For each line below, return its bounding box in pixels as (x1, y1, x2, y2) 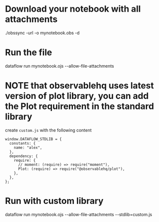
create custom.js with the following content (5, 127, 92, 133)
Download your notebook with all (5, 3, 141, 15)
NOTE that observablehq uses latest (5, 80, 154, 91)
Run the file (5, 47, 53, 58)
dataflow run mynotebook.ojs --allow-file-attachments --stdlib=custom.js (5, 211, 152, 217)
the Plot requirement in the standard (5, 101, 154, 112)
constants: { (9, 141, 36, 146)
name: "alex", (14, 145, 42, 150)
